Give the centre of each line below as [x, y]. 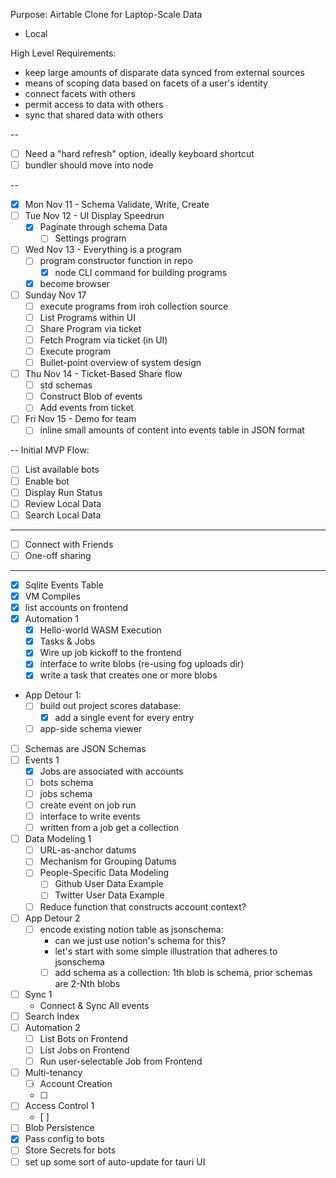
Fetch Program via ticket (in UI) [103, 340]
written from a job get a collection [109, 828]
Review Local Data [63, 503]
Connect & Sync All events [94, 1005]
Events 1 [42, 760]
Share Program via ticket [90, 328]
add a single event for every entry [124, 717]
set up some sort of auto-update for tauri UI [115, 1161]
